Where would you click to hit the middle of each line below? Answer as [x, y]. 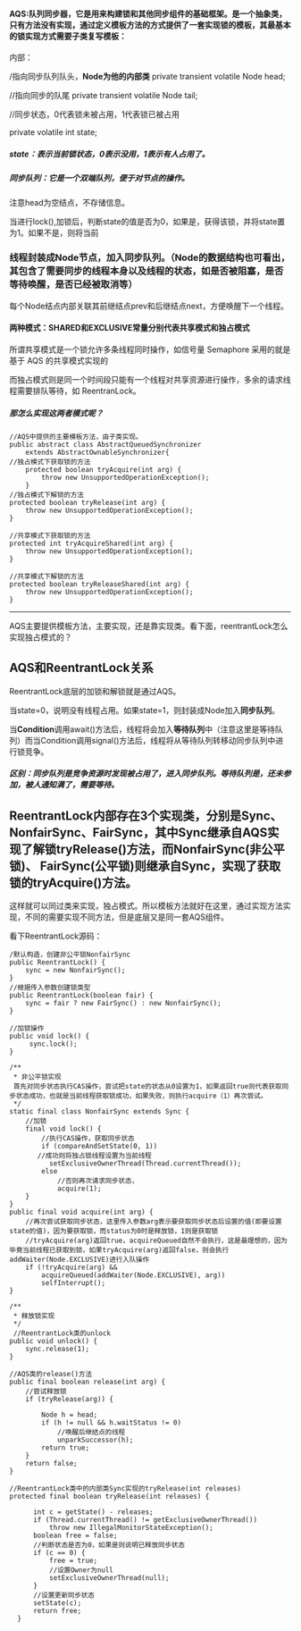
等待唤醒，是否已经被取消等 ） [74, 284]
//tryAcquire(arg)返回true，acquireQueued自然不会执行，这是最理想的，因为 [156, 1241]
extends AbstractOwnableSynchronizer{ [97, 453]
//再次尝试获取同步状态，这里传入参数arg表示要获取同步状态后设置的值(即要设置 [154, 1222]
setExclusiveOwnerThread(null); [109, 1578]
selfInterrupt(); [73, 1283]
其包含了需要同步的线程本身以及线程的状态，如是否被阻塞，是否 [146, 271]
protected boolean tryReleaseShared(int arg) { [100, 584]
